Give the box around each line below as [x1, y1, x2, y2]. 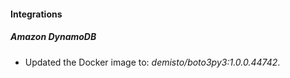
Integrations [10, 8, 63, 20]
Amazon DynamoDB [10, 31, 97, 43]
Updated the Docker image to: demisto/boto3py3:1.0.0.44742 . [24, 56, 281, 68]
